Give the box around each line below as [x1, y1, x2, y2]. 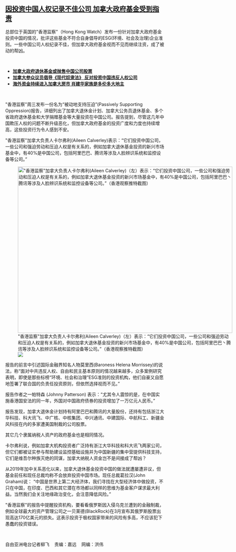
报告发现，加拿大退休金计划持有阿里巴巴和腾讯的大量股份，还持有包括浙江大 [5, 408, 164, 414]
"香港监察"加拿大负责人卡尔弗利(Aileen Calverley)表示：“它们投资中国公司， [5, 137, 163, 143]
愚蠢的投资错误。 [5, 521, 41, 527]
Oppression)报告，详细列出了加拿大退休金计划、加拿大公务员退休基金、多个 [5, 108, 163, 114]
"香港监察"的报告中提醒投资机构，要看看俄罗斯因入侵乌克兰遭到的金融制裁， [5, 501, 164, 508]
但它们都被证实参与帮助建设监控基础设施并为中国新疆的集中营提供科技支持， [5, 448, 164, 455]
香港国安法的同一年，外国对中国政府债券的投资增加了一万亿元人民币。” [9, 397, 155, 404]
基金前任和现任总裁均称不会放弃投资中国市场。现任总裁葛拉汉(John [5, 472, 146, 478]
